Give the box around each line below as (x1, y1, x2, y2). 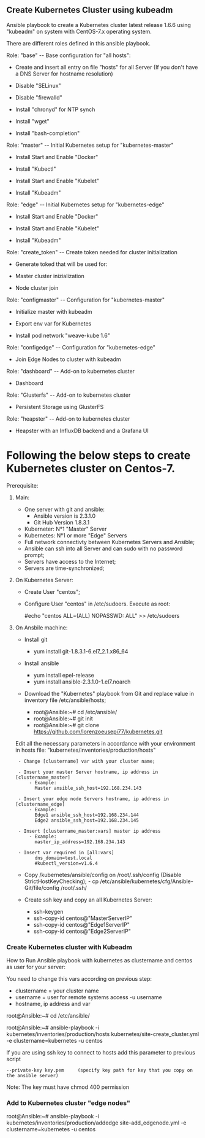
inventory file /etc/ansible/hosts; (24, 696, 106, 704)
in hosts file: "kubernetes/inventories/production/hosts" (15, 746, 156, 754)
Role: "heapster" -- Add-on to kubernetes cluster (6, 415, 130, 423)
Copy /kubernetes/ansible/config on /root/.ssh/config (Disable (24, 871, 182, 878)
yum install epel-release (33, 671, 95, 679)
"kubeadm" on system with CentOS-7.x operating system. (6, 28, 152, 35)
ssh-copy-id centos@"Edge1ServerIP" (33, 921, 130, 928)
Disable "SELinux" (15, 82, 61, 89)
